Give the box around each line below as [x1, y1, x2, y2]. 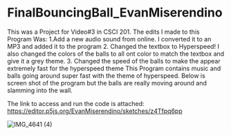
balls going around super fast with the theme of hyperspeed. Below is [7, 71, 205, 80]
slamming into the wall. [7, 86, 73, 94]
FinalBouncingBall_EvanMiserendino [7, 5, 223, 21]
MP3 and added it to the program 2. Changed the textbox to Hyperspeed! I [7, 42, 220, 50]
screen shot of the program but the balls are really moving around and [7, 79, 207, 87]
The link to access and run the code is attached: [7, 99, 145, 107]
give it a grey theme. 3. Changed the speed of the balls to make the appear [7, 56, 221, 65]
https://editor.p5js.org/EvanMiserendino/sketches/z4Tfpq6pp [7, 107, 183, 115]
